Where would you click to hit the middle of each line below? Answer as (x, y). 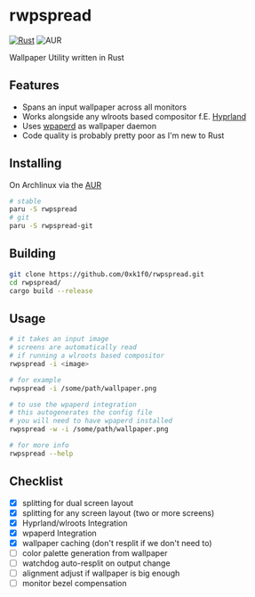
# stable (25, 201)
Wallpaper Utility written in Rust (67, 57)
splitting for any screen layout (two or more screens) (118, 512)
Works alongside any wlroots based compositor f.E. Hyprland (134, 116)
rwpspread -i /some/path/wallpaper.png (83, 388)
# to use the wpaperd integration (73, 405)
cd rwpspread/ (36, 282)
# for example (36, 380)
